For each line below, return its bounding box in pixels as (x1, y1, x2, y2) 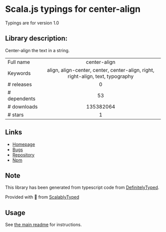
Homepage (12, 141, 36, 147)
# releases (7, 81, 32, 88)
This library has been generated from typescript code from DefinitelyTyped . (5, 184, 160, 190)
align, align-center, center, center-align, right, (46, 66, 155, 73)
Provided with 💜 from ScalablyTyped (5, 194, 80, 200)
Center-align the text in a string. (5, 47, 70, 53)
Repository (12, 152, 35, 158)
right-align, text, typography (67, 73, 134, 80)
